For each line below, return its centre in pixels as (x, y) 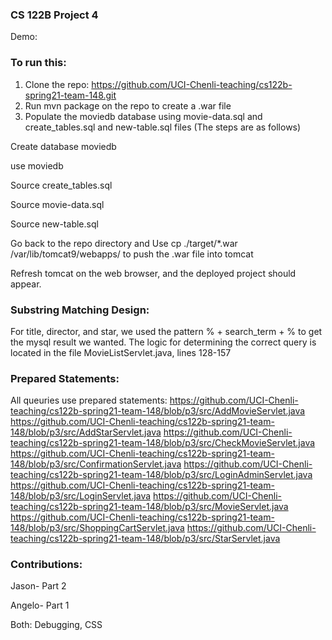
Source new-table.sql (54, 224)
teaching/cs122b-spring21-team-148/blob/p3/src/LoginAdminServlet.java (161, 475)
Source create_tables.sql (61, 185)
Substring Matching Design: (80, 310)
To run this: (38, 63)
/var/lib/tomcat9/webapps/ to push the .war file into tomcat (132, 254)
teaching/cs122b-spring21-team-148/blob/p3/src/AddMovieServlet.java (158, 411)
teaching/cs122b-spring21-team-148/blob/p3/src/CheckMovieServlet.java (163, 443)
